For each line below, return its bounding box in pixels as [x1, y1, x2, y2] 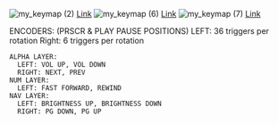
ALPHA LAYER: [9, 53, 58, 62]
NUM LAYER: [9, 76, 50, 85]
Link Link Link [76, 9, 261, 19]
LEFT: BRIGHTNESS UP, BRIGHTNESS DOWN [17, 99, 163, 108]
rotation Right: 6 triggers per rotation [9, 36, 145, 45]
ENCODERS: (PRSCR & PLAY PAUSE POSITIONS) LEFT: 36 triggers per [9, 26, 270, 36]
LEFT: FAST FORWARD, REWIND [17, 84, 122, 93]
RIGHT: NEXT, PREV [17, 68, 87, 77]
